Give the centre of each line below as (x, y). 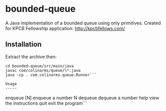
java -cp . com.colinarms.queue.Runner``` (51, 75)
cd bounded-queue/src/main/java (39, 66)
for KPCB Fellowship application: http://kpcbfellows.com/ (65, 28)
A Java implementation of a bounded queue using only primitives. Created (83, 23)
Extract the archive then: (31, 57)
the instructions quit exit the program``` (46, 103)
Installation (23, 45)
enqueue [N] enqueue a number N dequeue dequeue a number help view (82, 98)
